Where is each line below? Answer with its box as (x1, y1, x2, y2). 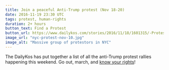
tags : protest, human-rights (5, 16, 66, 21)
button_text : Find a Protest (5, 26, 66, 31)
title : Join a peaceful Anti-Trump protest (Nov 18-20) (5, 7, 125, 12)
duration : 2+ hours (5, 21, 46, 26)
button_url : (5, 30, 30, 35)
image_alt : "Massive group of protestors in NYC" (5, 40, 112, 45)
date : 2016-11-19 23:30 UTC (5, 12, 64, 17)
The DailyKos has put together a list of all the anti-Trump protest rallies (5, 53, 152, 59)
